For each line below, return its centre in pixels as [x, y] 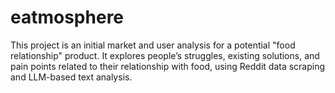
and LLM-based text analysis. [71, 77]
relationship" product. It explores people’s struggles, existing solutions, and [165, 55]
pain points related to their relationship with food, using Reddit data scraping [168, 66]
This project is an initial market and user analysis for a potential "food [153, 45]
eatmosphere [67, 17]
